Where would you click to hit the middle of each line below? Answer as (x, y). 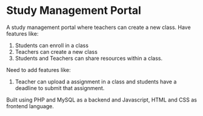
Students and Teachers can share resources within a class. (89, 58)
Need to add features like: (38, 69)
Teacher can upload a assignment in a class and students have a (96, 82)
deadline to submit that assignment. (60, 88)
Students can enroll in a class (52, 45)
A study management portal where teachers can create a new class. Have (98, 27)
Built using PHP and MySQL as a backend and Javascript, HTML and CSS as (101, 100)
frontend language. (30, 106)
